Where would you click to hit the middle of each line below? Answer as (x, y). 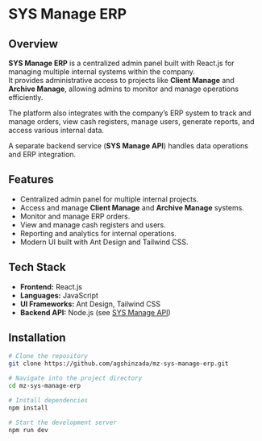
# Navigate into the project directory (75, 379)
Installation (37, 338)
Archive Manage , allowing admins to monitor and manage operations (124, 89)
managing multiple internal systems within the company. (102, 72)
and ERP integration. (42, 154)
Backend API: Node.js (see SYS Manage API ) (95, 312)
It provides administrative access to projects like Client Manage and (122, 80)
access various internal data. (56, 130)
